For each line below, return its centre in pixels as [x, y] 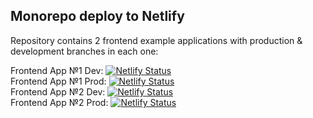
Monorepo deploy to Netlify [97, 16]
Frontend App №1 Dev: [57, 70]
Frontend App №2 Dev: [58, 91]
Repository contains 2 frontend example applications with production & [156, 40]
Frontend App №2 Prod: [59, 102]
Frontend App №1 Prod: [58, 81]
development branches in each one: [84, 51]
